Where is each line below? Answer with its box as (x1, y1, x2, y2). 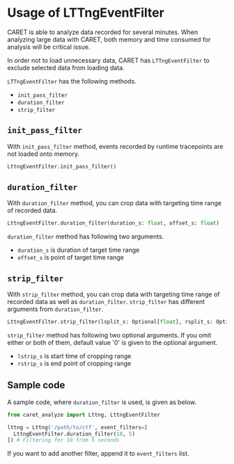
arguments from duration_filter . (7, 305, 104, 314)
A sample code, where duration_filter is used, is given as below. (7, 398, 197, 406)
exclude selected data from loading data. (7, 63, 125, 72)
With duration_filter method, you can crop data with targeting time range (7, 199, 221, 207)
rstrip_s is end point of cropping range (17, 360, 132, 367)
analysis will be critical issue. (7, 42, 91, 51)
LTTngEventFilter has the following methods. (7, 77, 137, 85)
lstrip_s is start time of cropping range (17, 352, 132, 360)
